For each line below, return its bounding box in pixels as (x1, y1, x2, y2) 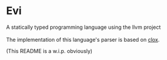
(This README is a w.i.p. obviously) (6, 47, 93, 54)
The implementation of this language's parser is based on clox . (6, 36, 160, 43)
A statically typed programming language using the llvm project (6, 24, 161, 31)
